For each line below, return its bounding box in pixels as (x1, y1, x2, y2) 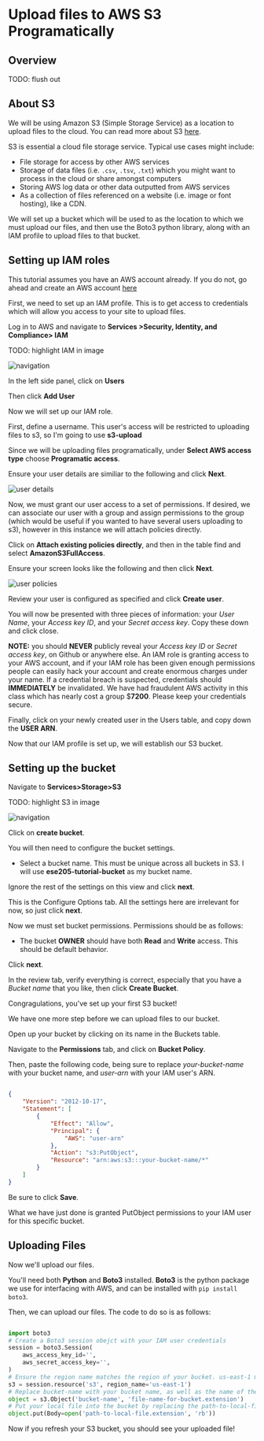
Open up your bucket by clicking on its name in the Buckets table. (8, 1029, 221, 1039)
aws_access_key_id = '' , (22, 1351, 97, 1359)
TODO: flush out (8, 75, 60, 83)
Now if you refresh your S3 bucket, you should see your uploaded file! (8, 1424, 236, 1434)
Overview (8, 54, 57, 67)
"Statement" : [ (22, 1105, 72, 1113)
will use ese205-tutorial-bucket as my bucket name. (19, 867, 192, 876)
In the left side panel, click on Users (8, 376, 125, 385)
